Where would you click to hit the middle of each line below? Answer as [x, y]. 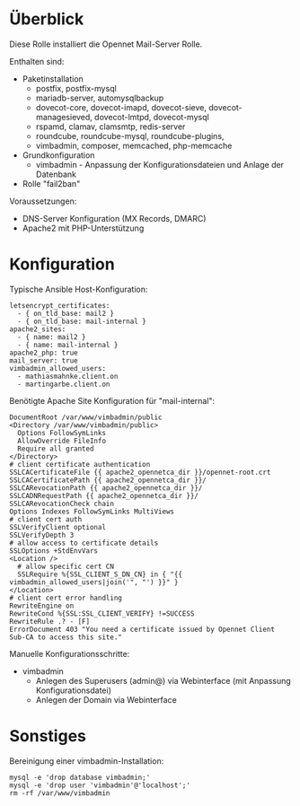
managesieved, [64, 117]
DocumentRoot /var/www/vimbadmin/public [86, 417]
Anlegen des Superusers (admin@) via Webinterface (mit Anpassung [163, 680]
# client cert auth [46, 519]
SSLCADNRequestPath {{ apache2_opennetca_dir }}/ [104, 495]
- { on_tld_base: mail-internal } [82, 321]
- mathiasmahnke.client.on [68, 376]
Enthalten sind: [37, 61]
